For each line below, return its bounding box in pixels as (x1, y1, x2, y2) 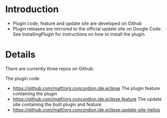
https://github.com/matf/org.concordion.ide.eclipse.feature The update (12, 96, 162, 102)
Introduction (5, 4, 59, 15)
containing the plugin (12, 90, 58, 97)
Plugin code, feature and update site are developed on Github (12, 20, 142, 26)
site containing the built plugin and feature (12, 101, 102, 107)
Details (5, 49, 36, 60)
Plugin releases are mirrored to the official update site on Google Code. (12, 25, 162, 31)
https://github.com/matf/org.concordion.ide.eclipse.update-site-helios (12, 106, 160, 112)
